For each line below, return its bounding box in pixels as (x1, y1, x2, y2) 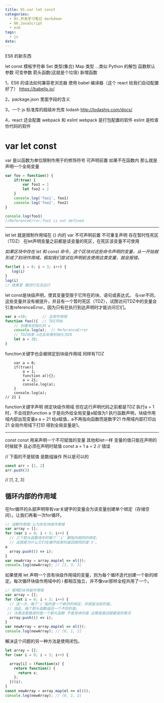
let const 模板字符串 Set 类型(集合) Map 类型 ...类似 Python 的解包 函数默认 (5, 63, 155, 69)
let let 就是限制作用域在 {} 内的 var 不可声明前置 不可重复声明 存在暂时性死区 (5, 232, 159, 238)
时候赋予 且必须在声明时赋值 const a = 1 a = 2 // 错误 (5, 443, 111, 449)
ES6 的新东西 (5, 53, 32, 59)
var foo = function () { (5, 173, 54, 178)
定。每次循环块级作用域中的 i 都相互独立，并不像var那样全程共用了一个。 (5, 578, 152, 584)
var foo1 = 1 (22, 182, 49, 187)
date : (5, 39, 16, 44)
